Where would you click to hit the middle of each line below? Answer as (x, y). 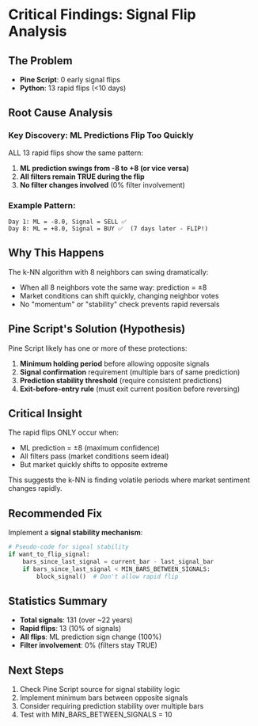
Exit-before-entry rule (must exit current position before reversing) (130, 389)
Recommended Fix (55, 513)
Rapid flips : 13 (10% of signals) (70, 629)
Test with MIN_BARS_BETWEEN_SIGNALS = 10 (96, 715)
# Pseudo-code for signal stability (68, 547)
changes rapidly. (35, 488)
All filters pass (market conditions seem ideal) (94, 456)
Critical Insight (46, 414)
